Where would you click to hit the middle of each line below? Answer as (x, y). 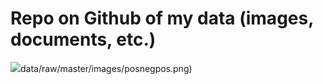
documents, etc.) (83, 39)
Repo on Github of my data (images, (162, 18)
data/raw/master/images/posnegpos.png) (106, 68)
